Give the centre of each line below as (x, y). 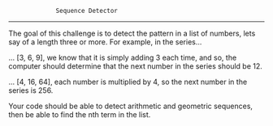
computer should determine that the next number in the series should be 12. (135, 66)
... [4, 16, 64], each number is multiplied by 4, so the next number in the (128, 82)
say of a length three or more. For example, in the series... (105, 42)
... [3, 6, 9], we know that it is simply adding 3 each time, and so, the (123, 57)
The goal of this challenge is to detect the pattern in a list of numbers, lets (132, 33)
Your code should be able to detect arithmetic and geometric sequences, (131, 106)
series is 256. (31, 90)
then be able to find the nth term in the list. (80, 115)
